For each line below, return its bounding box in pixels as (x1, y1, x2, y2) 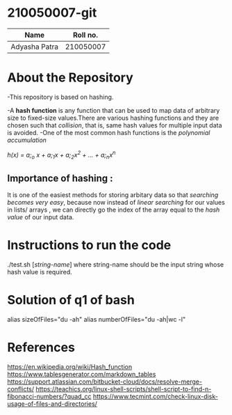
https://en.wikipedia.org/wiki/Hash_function (7, 362, 133, 370)
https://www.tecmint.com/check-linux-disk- (92, 392, 219, 400)
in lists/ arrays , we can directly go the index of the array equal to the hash (7, 205, 220, 214)
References (7, 340, 75, 356)
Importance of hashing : (7, 172, 113, 184)
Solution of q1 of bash (7, 292, 135, 308)
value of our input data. (7, 213, 74, 221)
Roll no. (72, 30, 99, 40)
